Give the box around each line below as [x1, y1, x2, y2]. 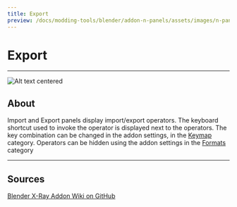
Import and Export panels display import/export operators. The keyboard [7, 116, 219, 125]
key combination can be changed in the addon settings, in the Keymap [7, 131, 212, 139]
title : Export [7, 10, 49, 18]
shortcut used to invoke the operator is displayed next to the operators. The [7, 124, 227, 132]
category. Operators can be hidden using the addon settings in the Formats [7, 139, 226, 147]
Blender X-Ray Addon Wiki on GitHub [7, 192, 116, 201]
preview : [7, 17, 33, 24]
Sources [7, 173, 45, 185]
